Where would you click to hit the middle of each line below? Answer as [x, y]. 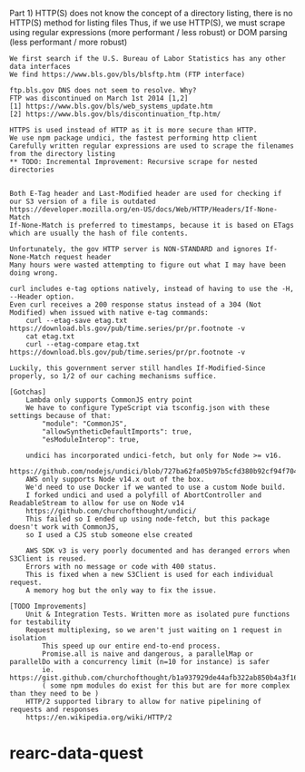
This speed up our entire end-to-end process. [132, 646]
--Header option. [42, 297]
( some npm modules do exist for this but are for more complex [166, 686]
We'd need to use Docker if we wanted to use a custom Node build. [156, 487]
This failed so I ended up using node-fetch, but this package [148, 519]
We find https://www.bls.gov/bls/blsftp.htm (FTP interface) [128, 74]
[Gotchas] [28, 392]
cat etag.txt [50, 337]
